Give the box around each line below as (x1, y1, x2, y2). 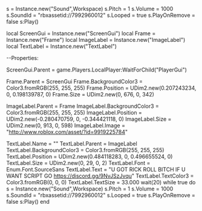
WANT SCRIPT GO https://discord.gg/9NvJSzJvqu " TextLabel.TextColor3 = (6, 172, 194, 179)
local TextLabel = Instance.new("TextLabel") (6, 42, 117, 50)
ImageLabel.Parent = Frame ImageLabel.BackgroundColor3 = (6, 102, 159, 110)
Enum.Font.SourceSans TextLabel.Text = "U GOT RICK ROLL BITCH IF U (6, 166, 186, 173)
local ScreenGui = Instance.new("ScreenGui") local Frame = (6, 30, 156, 37)
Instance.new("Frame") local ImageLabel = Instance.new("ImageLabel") (6, 36, 186, 43)
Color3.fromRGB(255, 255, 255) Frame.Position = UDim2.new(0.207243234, (6, 84, 197, 92)
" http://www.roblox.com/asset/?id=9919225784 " (6, 129, 128, 135)
